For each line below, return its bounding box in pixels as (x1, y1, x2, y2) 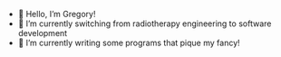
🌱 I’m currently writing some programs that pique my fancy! (17, 37, 240, 48)
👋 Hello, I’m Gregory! (17, 9, 96, 19)
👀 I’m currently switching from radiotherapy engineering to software (17, 18, 272, 29)
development (17, 28, 68, 38)
